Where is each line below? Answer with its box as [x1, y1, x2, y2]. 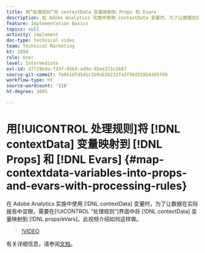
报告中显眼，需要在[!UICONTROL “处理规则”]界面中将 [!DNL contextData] [6, 207, 190, 215]
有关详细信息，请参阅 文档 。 [6, 240, 76, 248]
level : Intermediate [6, 60, 59, 66]
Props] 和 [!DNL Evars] [6, 153, 122, 167]
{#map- [124, 153, 165, 167]
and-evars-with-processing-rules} [6, 179, 187, 193]
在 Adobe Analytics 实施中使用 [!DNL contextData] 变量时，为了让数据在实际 [6, 200, 198, 207]
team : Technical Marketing [6, 43, 75, 50]
